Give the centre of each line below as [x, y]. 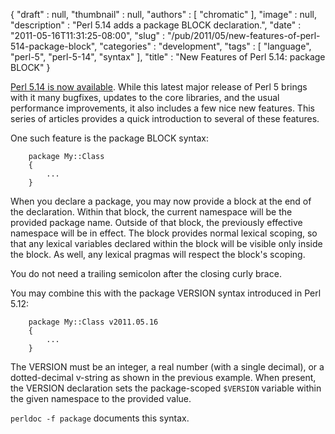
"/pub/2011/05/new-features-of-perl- [243, 35]
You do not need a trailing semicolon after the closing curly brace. [146, 273]
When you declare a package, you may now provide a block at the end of [161, 201]
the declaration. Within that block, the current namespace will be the [151, 212]
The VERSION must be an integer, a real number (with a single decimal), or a [167, 367]
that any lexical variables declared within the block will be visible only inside [166, 243]
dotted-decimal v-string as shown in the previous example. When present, [163, 377]
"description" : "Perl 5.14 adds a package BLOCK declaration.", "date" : [156, 25]
